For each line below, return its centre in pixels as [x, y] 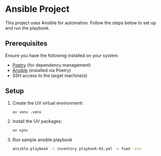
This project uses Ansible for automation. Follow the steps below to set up [80, 23]
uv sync [20, 130]
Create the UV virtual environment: [48, 103]
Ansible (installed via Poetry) [42, 70]
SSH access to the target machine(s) [50, 76]
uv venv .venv [27, 112]
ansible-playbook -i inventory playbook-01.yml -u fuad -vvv [77, 149]
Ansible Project [37, 9]
